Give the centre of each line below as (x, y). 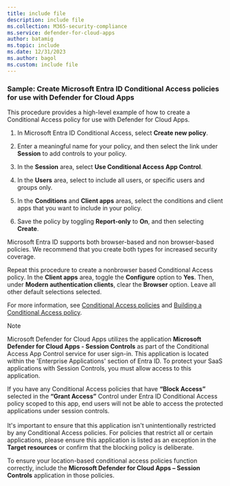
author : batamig (30, 39)
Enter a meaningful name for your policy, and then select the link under (117, 146)
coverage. (21, 256)
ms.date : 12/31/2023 (37, 52)
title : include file (37, 13)
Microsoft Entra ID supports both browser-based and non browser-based (111, 242)
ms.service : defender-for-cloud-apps (61, 33)
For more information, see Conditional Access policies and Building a (105, 305)
